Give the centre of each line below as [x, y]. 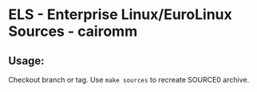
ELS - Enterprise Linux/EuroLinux [121, 15]
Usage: [27, 61]
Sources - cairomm [73, 31]
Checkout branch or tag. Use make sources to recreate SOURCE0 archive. [129, 80]
